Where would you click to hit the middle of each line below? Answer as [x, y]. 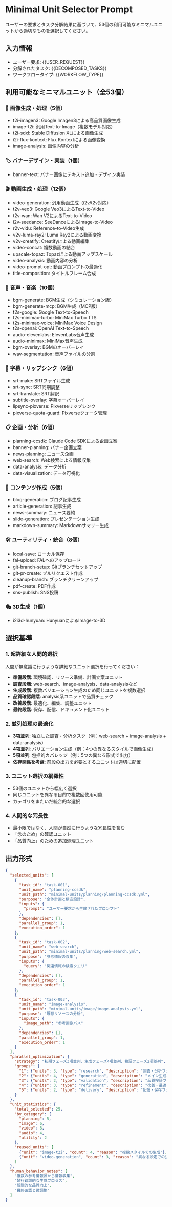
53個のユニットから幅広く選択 [45, 788]
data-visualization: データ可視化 [46, 473]
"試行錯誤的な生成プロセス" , [41, 1181]
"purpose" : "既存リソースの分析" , [52, 1014]
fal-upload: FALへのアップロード [47, 560]
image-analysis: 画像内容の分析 [46, 146]
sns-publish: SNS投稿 [36, 592]
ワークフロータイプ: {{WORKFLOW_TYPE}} [58, 74]
